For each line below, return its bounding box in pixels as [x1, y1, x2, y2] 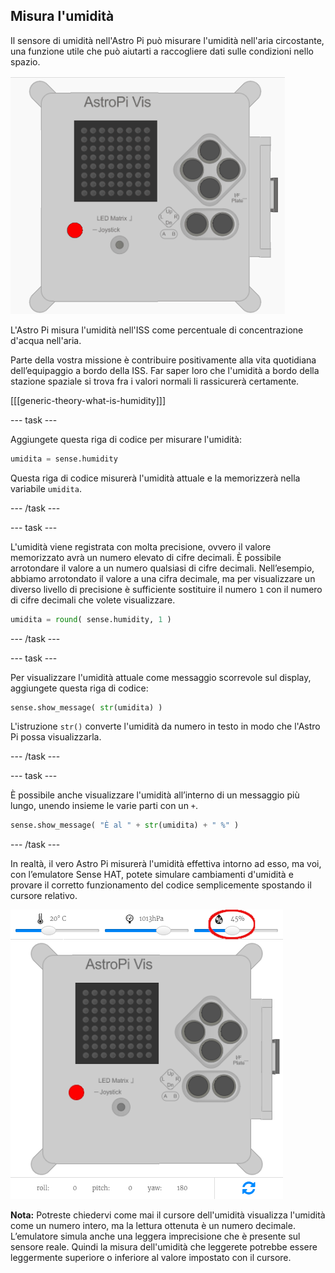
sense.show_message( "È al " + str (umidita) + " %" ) [10, 820, 240, 831]
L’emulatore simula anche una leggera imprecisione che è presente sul [10, 1230, 301, 1243]
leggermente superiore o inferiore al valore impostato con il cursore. [10, 1252, 292, 1264]
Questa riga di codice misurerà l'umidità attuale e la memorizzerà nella [10, 472, 301, 484]
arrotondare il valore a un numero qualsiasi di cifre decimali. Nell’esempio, [10, 562, 315, 574]
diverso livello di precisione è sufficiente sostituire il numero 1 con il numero [10, 583, 323, 595]
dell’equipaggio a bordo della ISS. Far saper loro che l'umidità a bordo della [10, 364, 320, 376]
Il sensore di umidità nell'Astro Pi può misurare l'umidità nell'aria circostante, [10, 34, 325, 46]
